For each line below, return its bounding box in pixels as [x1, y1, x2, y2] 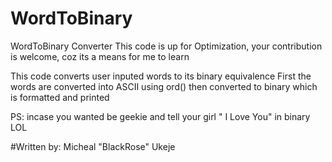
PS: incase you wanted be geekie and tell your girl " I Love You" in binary [10, 110, 311, 122]
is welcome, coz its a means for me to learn [10, 50, 190, 62]
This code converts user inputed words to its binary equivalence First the [10, 70, 312, 82]
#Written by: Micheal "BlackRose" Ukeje [10, 140, 176, 152]
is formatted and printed [10, 91, 110, 103]
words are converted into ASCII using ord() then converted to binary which [10, 80, 318, 92]
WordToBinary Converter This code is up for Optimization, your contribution [10, 40, 323, 52]
